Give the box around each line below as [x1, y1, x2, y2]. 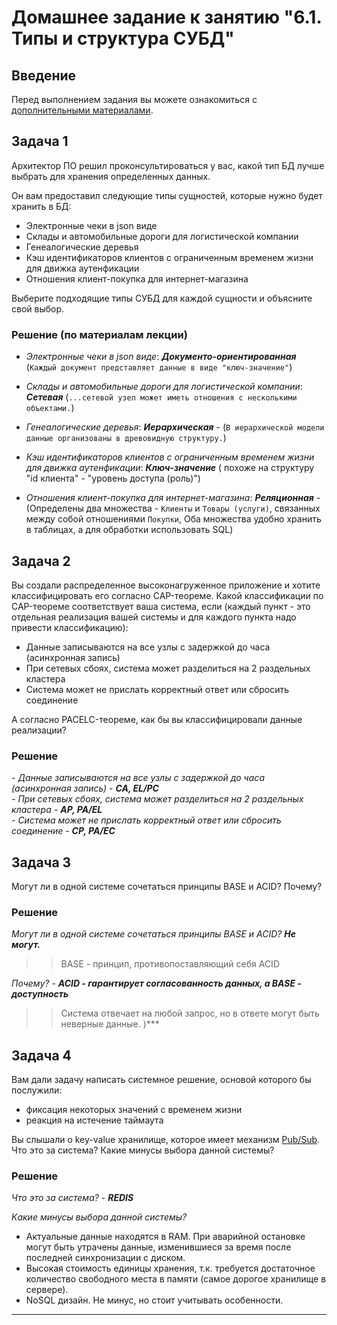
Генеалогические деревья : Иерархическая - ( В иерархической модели [25, 421, 325, 433]
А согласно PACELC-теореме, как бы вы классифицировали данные [11, 713, 303, 725]
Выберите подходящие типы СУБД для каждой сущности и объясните [11, 292, 313, 304]
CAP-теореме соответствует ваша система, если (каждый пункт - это [11, 600, 311, 612]
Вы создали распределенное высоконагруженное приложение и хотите [11, 579, 321, 591]
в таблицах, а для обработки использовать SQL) [25, 524, 234, 536]
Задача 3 [11, 854, 72, 871]
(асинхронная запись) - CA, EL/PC [11, 782, 159, 795]
